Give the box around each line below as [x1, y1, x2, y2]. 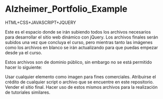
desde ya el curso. [5, 50, 42, 56]
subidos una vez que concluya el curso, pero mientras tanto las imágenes [5, 39, 153, 45]
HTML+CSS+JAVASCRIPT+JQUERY [5, 20, 76, 25]
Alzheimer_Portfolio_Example [5, 3, 127, 15]
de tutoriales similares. [5, 89, 51, 95]
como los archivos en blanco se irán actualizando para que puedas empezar [5, 44, 158, 50]
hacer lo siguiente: [5, 64, 42, 70]
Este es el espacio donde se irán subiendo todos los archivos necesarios [5, 29, 151, 35]
